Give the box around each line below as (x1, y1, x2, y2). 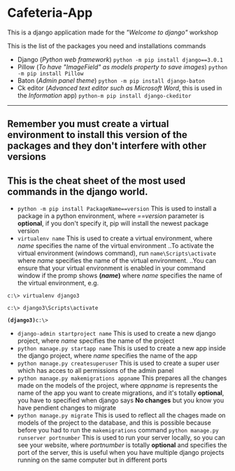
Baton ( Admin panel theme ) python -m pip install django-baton (17, 76, 205, 85)
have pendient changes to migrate (17, 404, 117, 412)
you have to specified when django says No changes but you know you (17, 396, 225, 404)
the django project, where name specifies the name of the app (17, 352, 198, 360)
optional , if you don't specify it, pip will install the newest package (17, 219, 209, 228)
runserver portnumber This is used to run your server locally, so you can (17, 433, 226, 442)
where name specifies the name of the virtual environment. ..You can (17, 257, 217, 265)
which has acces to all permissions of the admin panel (17, 367, 174, 375)
